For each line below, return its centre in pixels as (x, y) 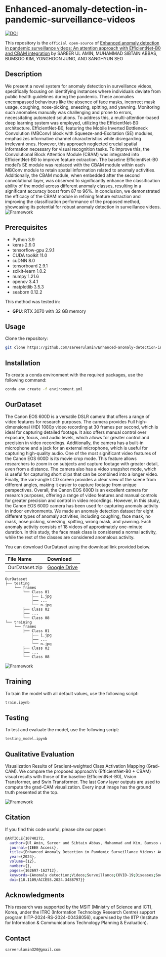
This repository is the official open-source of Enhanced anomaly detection (82, 42)
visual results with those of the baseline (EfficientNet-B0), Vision (71, 776)
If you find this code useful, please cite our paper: (56, 829)
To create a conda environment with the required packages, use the (74, 375)
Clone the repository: (27, 338)
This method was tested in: (33, 301)
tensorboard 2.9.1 (30, 266)
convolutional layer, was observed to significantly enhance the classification (83, 180)
